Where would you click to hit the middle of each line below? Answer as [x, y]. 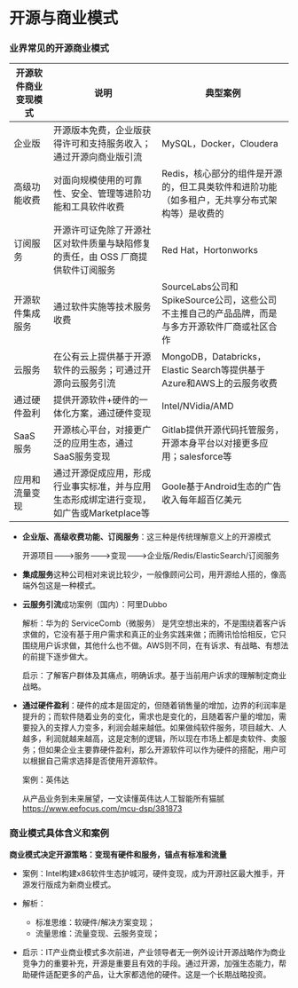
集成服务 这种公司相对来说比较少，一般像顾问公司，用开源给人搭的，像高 [154, 574]
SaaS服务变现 [82, 456]
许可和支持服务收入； [106, 144]
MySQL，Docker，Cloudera [220, 144]
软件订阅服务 [89, 270]
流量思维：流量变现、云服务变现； [98, 933]
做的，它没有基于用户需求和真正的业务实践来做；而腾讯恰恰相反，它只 [158, 635]
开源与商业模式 [64, 18]
